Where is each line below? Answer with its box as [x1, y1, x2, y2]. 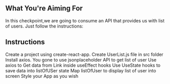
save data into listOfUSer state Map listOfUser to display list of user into [5, 67, 157, 73]
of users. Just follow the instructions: [5, 23, 83, 29]
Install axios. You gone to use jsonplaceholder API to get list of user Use [5, 57, 157, 63]
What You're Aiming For [5, 4, 83, 13]
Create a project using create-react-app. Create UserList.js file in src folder [5, 51, 163, 58]
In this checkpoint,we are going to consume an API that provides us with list [5, 17, 165, 23]
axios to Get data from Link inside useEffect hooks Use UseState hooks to [5, 62, 161, 68]
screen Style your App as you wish [5, 73, 79, 79]
